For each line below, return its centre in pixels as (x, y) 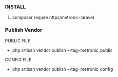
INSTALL (15, 7)
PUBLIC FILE (18, 40)
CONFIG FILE (18, 59)
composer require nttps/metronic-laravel (53, 18)
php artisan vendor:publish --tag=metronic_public (62, 50)
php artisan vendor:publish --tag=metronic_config (62, 69)
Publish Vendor (24, 30)
